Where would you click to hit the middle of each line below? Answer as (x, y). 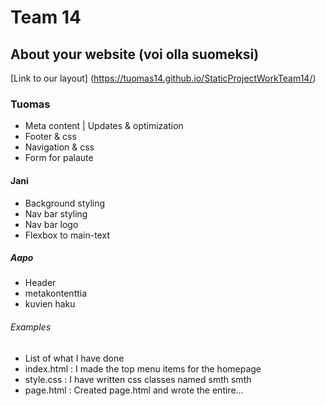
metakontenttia (56, 293)
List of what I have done (74, 358)
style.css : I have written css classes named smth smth (138, 379)
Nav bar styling (56, 213)
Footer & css (50, 137)
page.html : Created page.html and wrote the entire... (134, 390)
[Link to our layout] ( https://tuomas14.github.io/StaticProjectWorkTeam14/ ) (163, 78)
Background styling (65, 203)
